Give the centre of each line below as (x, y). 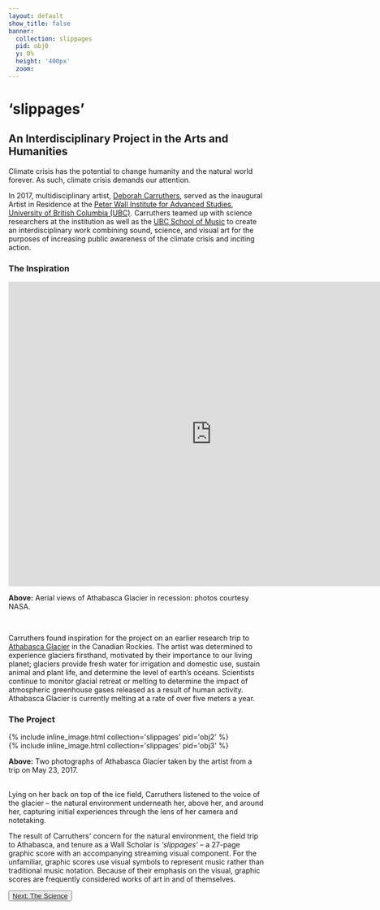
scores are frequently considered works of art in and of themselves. (122, 879)
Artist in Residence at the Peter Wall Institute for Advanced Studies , (121, 204)
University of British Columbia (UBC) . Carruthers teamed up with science (130, 213)
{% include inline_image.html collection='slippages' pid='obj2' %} (119, 737)
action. (20, 247)
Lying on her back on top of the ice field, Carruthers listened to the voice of (134, 795)
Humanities (38, 152)
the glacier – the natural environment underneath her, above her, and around (136, 803)
